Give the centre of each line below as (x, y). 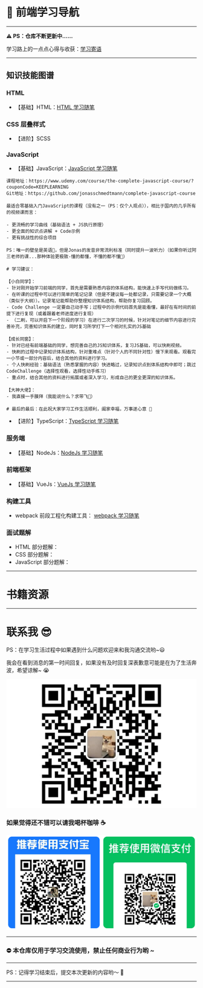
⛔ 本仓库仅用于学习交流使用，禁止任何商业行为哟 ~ (80, 950)
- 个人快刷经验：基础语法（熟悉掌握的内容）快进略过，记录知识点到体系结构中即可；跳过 (101, 365)
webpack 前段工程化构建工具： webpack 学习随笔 (77, 515)
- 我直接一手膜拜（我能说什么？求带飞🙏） (51, 397)
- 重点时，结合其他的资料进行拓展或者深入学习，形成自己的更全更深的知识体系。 (92, 378)
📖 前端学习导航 (43, 12)
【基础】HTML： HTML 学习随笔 (55, 107)
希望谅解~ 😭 (33, 670)
